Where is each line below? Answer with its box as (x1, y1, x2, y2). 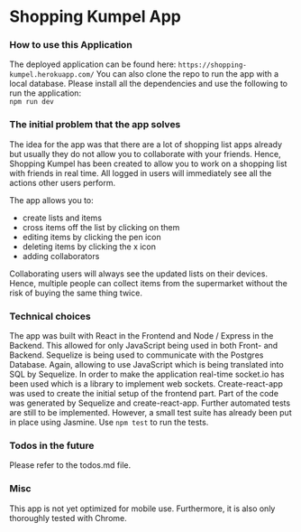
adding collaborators (22, 250, 100, 261)
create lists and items (22, 212, 102, 223)
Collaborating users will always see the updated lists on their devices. (9, 268, 269, 279)
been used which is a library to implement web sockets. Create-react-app (9, 378, 284, 389)
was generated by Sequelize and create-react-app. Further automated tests (9, 397, 291, 408)
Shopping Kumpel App (9, 6, 182, 27)
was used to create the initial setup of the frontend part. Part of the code (9, 388, 279, 399)
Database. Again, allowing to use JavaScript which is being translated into (9, 359, 284, 370)
